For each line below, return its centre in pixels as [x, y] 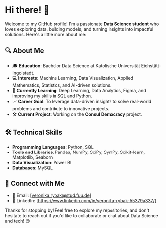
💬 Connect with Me [35, 183]
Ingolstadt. [23, 73]
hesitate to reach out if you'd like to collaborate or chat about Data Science [82, 216]
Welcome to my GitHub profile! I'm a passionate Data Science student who [82, 24]
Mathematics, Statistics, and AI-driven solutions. [62, 85]
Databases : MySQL [32, 168]
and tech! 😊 [18, 221]
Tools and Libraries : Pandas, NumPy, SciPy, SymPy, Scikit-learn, [79, 152]
